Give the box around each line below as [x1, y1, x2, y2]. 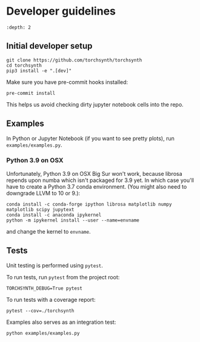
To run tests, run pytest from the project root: [6, 273, 120, 281]
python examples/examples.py [6, 330, 80, 336]
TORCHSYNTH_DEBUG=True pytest [6, 285, 83, 291]
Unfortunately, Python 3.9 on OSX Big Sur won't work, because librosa [6, 170, 183, 177]
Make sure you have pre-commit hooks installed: [6, 78, 128, 86]
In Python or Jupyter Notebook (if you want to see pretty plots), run [6, 134, 175, 142]
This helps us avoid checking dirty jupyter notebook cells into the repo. [6, 100, 184, 108]
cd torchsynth [6, 62, 42, 68]
